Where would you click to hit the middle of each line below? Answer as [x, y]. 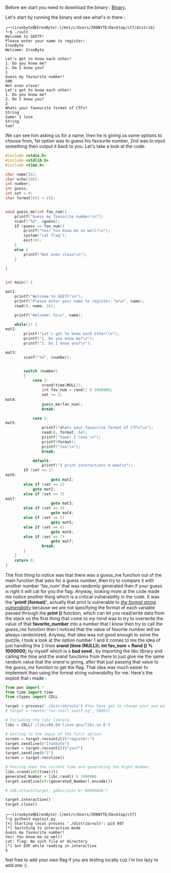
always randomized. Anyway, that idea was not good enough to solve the [82, 634]
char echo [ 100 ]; [22, 179]
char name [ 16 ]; [21, 174]
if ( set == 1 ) [38, 470]
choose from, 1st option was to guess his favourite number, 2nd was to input [85, 141]
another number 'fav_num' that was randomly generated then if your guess [84, 586]
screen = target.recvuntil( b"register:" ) [50, 739]
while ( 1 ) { [26, 324]
